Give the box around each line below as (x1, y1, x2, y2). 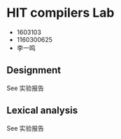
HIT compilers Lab (6, 5, 115, 21)
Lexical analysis (6, 105, 78, 117)
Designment (6, 64, 61, 76)
